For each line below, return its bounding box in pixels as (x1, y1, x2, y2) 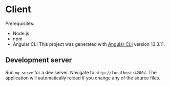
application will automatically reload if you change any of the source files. (5, 75, 160, 81)
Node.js (12, 30, 30, 36)
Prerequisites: (5, 20, 35, 26)
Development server (5, 56, 72, 65)
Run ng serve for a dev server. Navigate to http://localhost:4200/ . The (5, 69, 157, 75)
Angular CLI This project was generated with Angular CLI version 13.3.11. (12, 41, 165, 47)
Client (5, 4, 32, 15)
